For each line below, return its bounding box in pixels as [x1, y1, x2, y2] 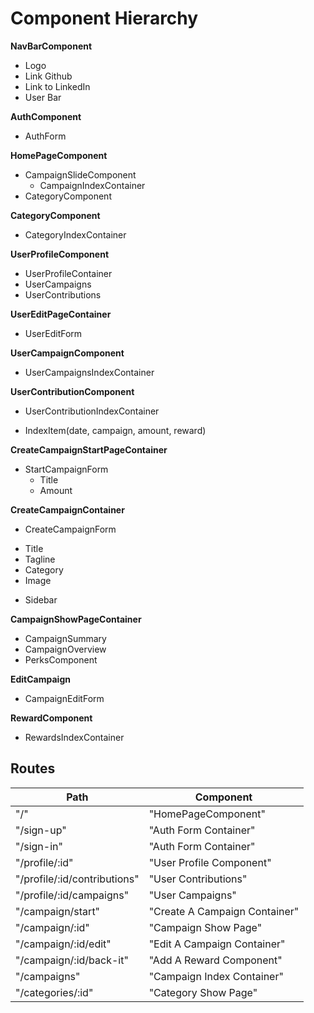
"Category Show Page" [148, 985, 258, 999]
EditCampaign [10, 673, 71, 685]
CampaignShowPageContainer [10, 613, 142, 625]
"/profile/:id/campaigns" [15, 888, 130, 902]
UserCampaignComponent [10, 347, 125, 359]
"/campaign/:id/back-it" [15, 953, 129, 967]
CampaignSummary [24, 632, 107, 644]
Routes [10, 760, 56, 777]
